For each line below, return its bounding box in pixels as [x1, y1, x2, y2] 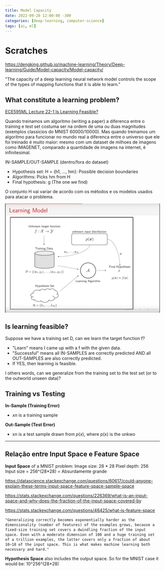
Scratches [5, 45, 48, 57]
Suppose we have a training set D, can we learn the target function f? [5, 336, 145, 342]
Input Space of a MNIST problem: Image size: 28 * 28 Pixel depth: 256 [5, 463, 149, 469]
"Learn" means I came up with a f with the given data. [12, 345, 121, 351]
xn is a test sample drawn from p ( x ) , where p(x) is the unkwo [12, 431, 136, 437]
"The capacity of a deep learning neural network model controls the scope [5, 76, 156, 82]
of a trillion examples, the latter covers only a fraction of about [5, 537, 151, 542]
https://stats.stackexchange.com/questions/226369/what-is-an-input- [5, 492, 148, 498]
